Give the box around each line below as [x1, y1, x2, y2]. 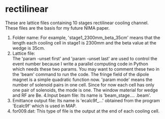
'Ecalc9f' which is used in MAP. [12, 103, 77, 109]
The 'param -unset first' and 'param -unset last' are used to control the [12, 55, 158, 61]
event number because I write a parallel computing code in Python [12, 61, 149, 67]
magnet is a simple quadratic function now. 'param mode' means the [12, 77, 153, 82]
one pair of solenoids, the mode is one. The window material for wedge [12, 87, 158, 93]
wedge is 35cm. [12, 45, 46, 51]
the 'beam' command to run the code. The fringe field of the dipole [12, 71, 150, 77]
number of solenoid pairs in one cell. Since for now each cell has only [12, 81, 155, 87]
